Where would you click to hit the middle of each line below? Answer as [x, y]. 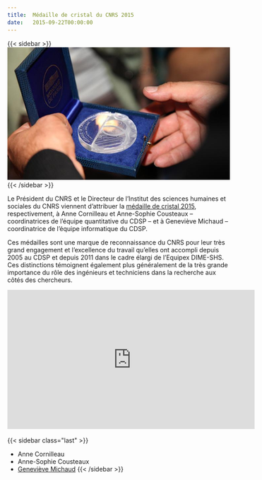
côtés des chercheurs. [40, 280]
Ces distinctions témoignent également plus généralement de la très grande [118, 264]
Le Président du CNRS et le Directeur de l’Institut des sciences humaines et [117, 199]
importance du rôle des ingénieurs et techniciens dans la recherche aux [112, 272]
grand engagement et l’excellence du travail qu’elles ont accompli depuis [113, 250]
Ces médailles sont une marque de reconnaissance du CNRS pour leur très [116, 242]
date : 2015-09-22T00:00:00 [50, 22]
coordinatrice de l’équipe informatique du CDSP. [78, 228]
